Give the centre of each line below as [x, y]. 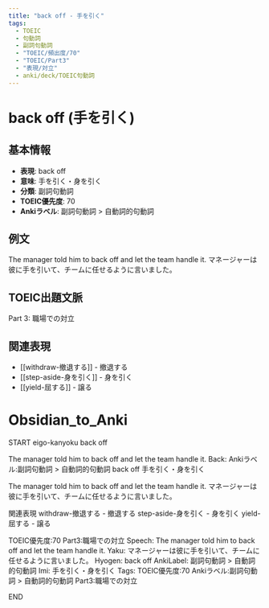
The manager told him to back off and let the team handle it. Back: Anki [126, 459]
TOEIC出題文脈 [45, 297]
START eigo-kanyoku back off [58, 442]
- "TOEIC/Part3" [43, 61]
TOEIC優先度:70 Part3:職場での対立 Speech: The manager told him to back [132, 540]
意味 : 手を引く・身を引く [61, 181]
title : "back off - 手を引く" [56, 16]
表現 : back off [43, 170]
